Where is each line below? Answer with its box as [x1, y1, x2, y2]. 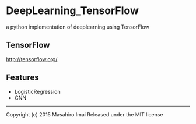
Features [6, 73, 39, 83]
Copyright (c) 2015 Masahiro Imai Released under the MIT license [6, 111, 163, 118]
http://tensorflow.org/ [6, 55, 58, 62]
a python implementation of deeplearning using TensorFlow [6, 23, 150, 30]
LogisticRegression [14, 88, 61, 95]
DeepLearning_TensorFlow [6, 4, 139, 17]
